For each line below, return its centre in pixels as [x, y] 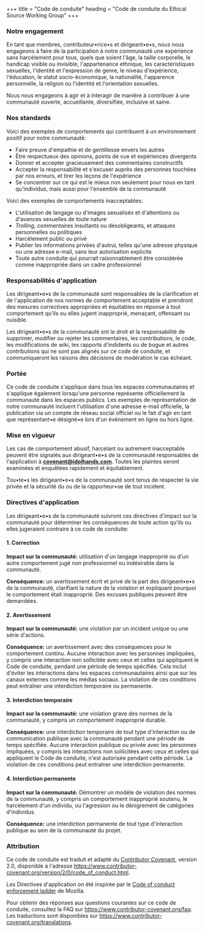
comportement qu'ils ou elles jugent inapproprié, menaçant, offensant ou [99, 313]
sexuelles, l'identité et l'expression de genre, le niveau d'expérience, [93, 70]
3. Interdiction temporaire [39, 700]
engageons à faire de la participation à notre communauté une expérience [100, 51]
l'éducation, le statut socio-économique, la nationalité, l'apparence [91, 77]
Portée [17, 373]
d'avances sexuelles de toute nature [61, 219]
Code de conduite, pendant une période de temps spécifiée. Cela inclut [96, 667]
